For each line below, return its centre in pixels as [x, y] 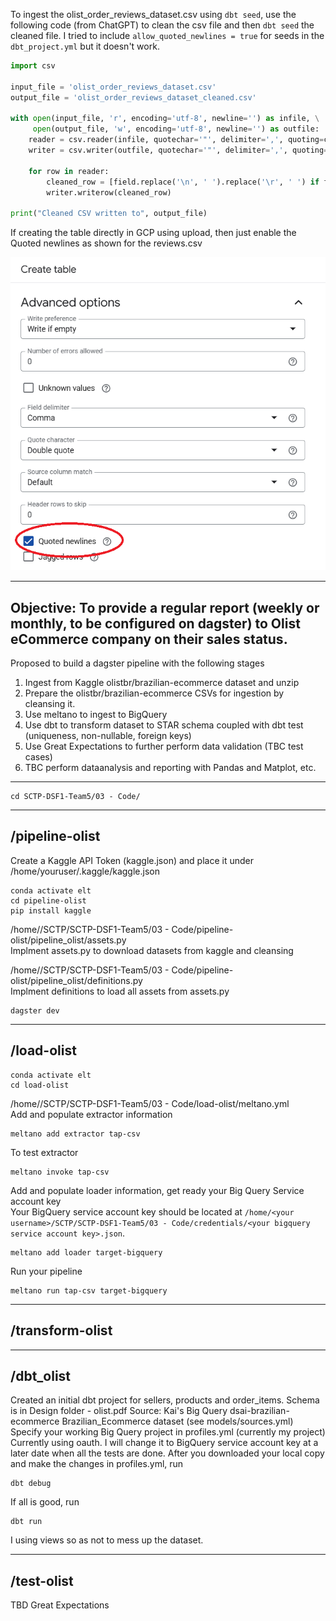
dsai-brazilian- [259, 1411]
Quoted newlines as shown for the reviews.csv [106, 243]
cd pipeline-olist [48, 900]
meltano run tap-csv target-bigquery [89, 1290]
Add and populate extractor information [91, 1114]
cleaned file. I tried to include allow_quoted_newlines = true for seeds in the [167, 35]
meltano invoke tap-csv [60, 1172]
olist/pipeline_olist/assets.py [68, 940]
